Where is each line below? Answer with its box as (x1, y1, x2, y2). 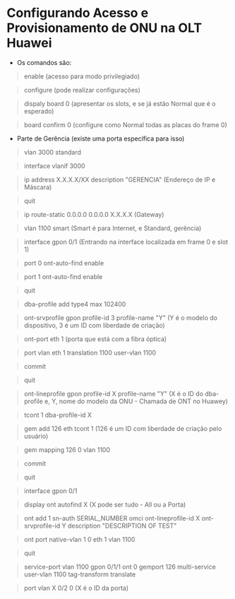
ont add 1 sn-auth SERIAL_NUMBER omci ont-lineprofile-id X (23, 514, 200, 522)
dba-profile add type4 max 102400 (23, 299, 126, 308)
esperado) (23, 107, 54, 115)
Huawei (6, 35, 52, 51)
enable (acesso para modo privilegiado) (23, 72, 140, 81)
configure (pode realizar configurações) (23, 85, 140, 94)
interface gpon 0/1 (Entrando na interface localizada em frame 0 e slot (23, 237, 229, 246)
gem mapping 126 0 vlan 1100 (23, 445, 111, 453)
